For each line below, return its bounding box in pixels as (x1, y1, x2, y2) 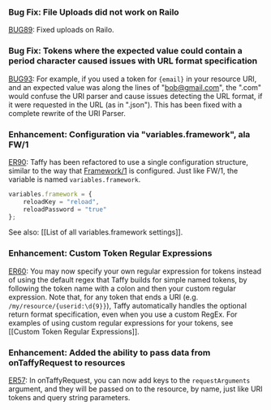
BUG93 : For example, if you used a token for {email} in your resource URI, (8, 74, 257, 84)
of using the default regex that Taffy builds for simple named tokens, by (8, 274, 247, 284)
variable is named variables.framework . (8, 174, 141, 184)
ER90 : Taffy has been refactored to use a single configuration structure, (8, 157, 249, 166)
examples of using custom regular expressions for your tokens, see (8, 317, 234, 327)
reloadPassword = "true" (23, 205, 107, 214)
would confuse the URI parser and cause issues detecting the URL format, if (8, 91, 263, 101)
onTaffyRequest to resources (8, 356, 126, 368)
